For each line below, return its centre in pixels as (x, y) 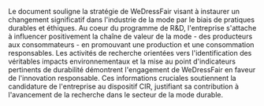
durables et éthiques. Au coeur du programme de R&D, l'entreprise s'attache (132, 28)
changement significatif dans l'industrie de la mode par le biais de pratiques (131, 20)
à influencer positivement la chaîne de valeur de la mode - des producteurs (130, 36)
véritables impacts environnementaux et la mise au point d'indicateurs (122, 61)
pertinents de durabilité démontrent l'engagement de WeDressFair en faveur (132, 69)
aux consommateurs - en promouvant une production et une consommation (131, 45)
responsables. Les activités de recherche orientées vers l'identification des (130, 53)
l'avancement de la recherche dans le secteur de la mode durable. (115, 95)
